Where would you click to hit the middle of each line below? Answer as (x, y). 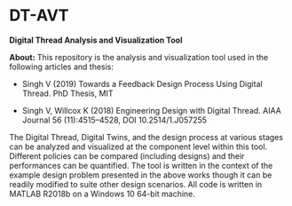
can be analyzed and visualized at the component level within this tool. (138, 147)
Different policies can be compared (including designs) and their (127, 155)
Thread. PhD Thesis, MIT (67, 93)
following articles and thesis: (61, 67)
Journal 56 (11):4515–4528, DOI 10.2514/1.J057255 (114, 120)
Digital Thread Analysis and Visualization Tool (96, 40)
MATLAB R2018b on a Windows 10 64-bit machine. (102, 194)
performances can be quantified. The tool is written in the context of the (141, 165)
